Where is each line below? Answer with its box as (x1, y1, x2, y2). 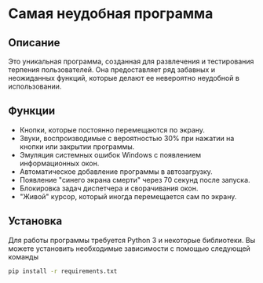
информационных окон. (19, 158, 100, 168)
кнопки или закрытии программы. (19, 142, 135, 151)
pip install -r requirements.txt (8, 267, 118, 275)
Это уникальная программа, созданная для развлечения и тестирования (8, 56, 254, 66)
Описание (8, 36, 60, 49)
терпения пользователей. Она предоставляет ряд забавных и (8, 65, 216, 74)
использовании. (8, 82, 62, 91)
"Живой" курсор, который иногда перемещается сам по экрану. (19, 191, 237, 201)
